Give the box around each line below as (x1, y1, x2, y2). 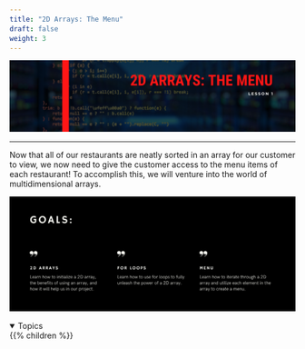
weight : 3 (9, 34, 47, 43)
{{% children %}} (9, 330, 74, 341)
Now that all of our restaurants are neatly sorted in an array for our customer (9, 150, 296, 161)
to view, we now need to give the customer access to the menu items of (9, 159, 279, 170)
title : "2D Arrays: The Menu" (9, 15, 124, 24)
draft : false (9, 24, 59, 34)
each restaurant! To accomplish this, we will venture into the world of (9, 169, 268, 180)
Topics (17, 320, 44, 331)
